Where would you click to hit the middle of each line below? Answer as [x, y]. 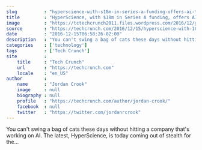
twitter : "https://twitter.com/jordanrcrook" [79, 112]
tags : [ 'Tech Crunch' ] [48, 51]
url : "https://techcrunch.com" [66, 67]
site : [26, 56]
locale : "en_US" [43, 73]
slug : [26, 12]
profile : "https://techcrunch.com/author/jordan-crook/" [94, 101]
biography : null [39, 95]
